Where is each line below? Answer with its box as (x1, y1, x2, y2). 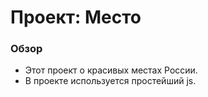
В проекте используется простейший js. (24, 75, 197, 87)
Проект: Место (10, 6, 142, 29)
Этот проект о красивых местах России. (24, 64, 198, 76)
